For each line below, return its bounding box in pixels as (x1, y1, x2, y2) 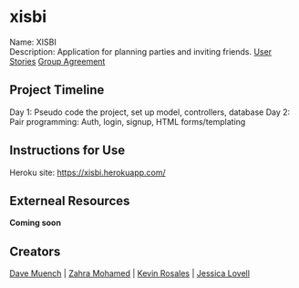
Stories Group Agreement (9, 56, 106, 67)
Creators (9, 243, 61, 259)
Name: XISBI (9, 36, 57, 47)
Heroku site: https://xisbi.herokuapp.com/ (9, 167, 166, 178)
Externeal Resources (9, 193, 130, 209)
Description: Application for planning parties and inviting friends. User (9, 46, 272, 57)
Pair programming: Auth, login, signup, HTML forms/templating (9, 116, 246, 127)
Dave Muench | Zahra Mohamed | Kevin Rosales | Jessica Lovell (9, 268, 251, 279)
